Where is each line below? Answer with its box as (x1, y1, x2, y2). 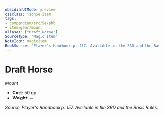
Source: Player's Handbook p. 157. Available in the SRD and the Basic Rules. (5, 104, 159, 110)
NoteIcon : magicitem (5, 39, 47, 44)
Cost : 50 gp (12, 89, 37, 95)
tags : (5, 16, 16, 21)
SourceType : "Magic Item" (5, 34, 58, 39)
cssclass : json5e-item (5, 12, 51, 16)
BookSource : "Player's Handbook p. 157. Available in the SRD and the (5, 43, 152, 48)
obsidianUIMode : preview (5, 7, 56, 12)
